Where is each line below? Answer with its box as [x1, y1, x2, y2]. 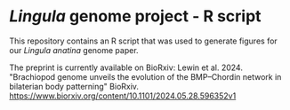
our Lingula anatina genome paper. [9, 44, 140, 55]
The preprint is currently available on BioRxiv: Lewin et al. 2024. [9, 62, 243, 73]
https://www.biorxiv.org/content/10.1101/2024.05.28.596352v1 [9, 90, 237, 101]
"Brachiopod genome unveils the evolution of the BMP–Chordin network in [9, 71, 282, 82]
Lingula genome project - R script [9, 6, 262, 27]
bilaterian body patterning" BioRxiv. [9, 81, 140, 91]
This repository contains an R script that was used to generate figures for [9, 35, 278, 46]
